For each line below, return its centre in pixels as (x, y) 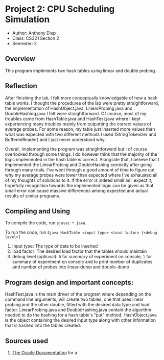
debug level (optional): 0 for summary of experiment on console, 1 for (82, 257)
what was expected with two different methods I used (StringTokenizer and (81, 134)
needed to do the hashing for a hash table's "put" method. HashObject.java (81, 315)
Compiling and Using (37, 211)
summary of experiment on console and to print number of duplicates (82, 262)
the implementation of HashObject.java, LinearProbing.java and (69, 108)
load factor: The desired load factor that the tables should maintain (80, 251)
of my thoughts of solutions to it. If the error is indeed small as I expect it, (79, 180)
